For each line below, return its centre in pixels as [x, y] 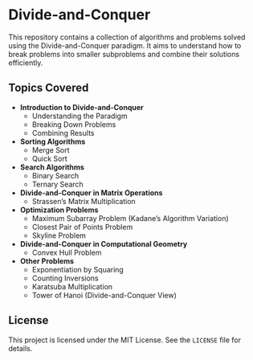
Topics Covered [49, 88]
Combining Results [63, 133]
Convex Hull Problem [67, 252]
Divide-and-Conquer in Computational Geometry [104, 243]
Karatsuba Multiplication [72, 286]
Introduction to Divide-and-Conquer [82, 107]
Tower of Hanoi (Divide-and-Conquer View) [104, 295]
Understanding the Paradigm [80, 116]
